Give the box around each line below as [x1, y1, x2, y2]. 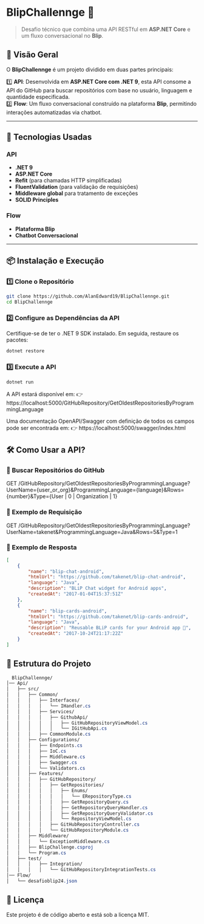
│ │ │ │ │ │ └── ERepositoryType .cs [6, 793, 132, 799]
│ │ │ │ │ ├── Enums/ [6, 788, 88, 794]
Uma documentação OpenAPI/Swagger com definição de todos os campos [6, 417, 195, 425]
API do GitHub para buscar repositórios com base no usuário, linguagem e [6, 86, 192, 94]
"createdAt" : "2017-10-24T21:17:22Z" [28, 631, 123, 637]
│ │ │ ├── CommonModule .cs [6, 731, 91, 737]
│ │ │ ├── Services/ [6, 708, 75, 714]
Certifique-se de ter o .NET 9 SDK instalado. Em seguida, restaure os [6, 330, 179, 337]
